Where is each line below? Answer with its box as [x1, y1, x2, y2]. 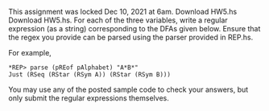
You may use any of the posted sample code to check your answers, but [8, 84, 249, 94]
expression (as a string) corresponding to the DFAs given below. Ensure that [8, 24, 261, 33]
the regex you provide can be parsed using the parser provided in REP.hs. [8, 32, 254, 42]
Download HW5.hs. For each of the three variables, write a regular [8, 15, 228, 25]
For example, [8, 48, 52, 57]
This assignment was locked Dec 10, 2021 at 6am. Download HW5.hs [8, 7, 238, 16]
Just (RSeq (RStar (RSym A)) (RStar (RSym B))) [8, 71, 172, 79]
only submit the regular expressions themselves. [8, 93, 169, 103]
